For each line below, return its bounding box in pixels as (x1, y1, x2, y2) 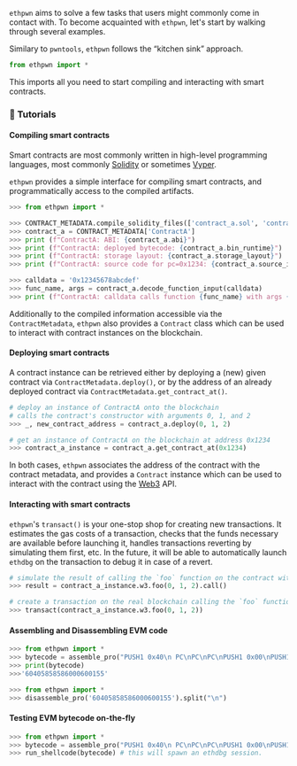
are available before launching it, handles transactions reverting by (9, 538, 252, 548)
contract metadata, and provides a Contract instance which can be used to (9, 469, 282, 480)
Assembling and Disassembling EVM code (9, 624, 168, 636)
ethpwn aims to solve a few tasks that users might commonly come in (9, 8, 260, 18)
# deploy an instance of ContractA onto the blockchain (9, 403, 219, 412)
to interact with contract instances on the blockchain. (9, 327, 203, 337)
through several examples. (9, 27, 106, 36)
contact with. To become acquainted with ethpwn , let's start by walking (9, 17, 266, 27)
